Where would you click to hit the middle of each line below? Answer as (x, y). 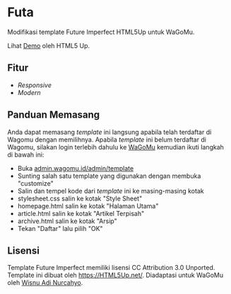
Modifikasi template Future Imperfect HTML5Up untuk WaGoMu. (101, 32)
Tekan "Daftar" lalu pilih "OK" (60, 228)
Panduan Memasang (54, 115)
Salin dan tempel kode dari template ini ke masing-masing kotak (111, 191)
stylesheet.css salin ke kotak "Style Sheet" (80, 198)
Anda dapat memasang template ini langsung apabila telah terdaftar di (109, 132)
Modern (29, 92)
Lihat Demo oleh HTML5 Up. (49, 45)
